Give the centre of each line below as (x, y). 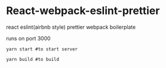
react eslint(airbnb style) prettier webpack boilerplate (71, 27)
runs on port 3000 (28, 38)
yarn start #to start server (42, 49)
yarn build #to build (33, 59)
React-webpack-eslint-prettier (83, 11)
